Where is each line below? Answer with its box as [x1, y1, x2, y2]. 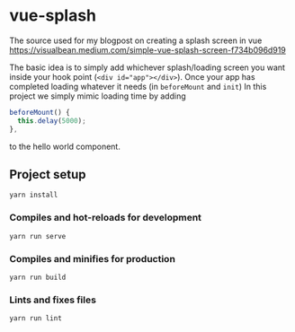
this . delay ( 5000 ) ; [17, 116, 87, 126]
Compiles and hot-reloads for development [9, 212, 202, 224]
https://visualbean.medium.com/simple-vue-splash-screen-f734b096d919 [9, 44, 286, 55]
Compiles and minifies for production [9, 252, 175, 265]
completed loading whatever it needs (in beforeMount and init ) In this [9, 81, 267, 92]
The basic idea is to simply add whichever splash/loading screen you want [9, 62, 286, 73]
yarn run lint [9, 314, 63, 323]
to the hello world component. [9, 141, 121, 152]
